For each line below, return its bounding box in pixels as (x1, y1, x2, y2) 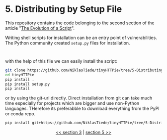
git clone (5, 68, 26, 73)
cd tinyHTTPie (5, 72, 35, 77)
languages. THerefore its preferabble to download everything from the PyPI (5, 105, 160, 112)
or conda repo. (5, 111, 36, 117)
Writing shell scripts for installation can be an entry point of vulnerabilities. (5, 35, 158, 41)
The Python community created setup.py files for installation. (5, 40, 130, 46)
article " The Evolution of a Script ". (5, 25, 75, 31)
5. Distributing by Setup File (5, 3, 122, 15)
